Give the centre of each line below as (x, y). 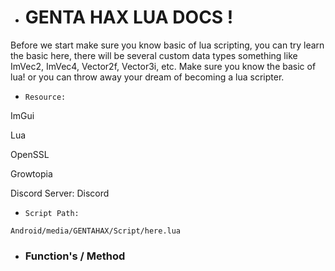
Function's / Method (75, 256)
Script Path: (52, 213)
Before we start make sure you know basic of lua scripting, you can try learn (167, 45)
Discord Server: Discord (60, 193)
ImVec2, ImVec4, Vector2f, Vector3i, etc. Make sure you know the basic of (163, 66)
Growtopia (31, 173)
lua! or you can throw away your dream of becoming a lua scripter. (147, 77)
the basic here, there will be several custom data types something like (154, 55)
